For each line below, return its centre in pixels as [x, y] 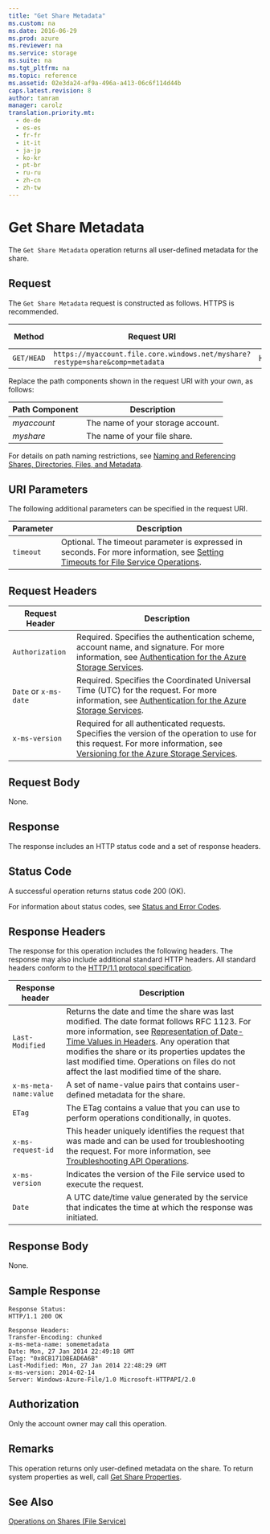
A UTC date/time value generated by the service [157, 1197]
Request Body [44, 782]
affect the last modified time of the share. [144, 1072]
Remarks [31, 1449]
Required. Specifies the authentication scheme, [165, 638]
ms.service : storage [43, 53]
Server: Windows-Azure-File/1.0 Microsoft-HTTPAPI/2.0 [102, 1380]
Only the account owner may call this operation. [88, 1423]
